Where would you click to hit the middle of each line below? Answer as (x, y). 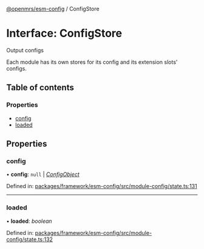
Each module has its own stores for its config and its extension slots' (92, 62)
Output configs (25, 50)
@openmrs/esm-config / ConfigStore (53, 9)
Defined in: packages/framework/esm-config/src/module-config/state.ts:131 (102, 186)
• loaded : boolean (29, 221)
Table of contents (40, 88)
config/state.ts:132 (30, 239)
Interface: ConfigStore (64, 33)
